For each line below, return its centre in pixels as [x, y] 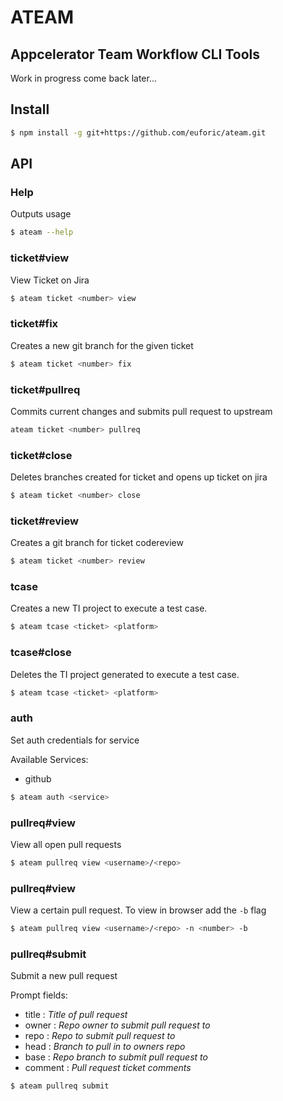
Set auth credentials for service [75, 740]
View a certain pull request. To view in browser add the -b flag [138, 910]
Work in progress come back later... [83, 78]
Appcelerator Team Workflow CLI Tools [135, 54]
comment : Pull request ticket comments [108, 1068]
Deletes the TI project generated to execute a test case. [125, 674]
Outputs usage [41, 214]
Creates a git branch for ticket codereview [97, 543]
